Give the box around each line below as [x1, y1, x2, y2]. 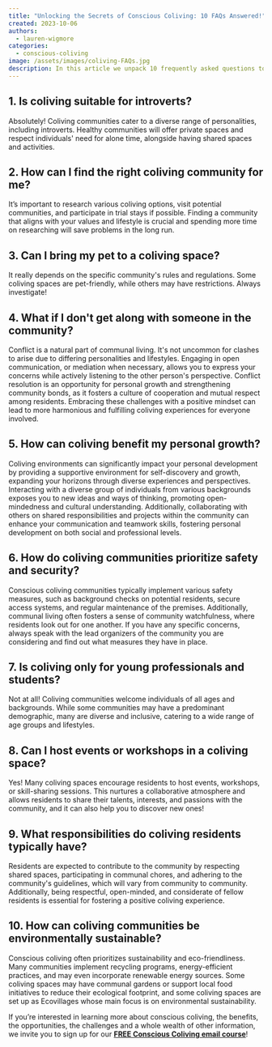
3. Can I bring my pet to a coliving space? [8, 249, 220, 262]
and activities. [8, 142, 55, 151]
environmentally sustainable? [8, 932, 162, 946]
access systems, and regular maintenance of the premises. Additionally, [8, 602, 249, 612]
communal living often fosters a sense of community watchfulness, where [8, 611, 255, 620]
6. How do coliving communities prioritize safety [8, 551, 259, 565]
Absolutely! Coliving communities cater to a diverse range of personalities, [8, 116, 257, 126]
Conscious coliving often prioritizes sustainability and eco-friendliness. [8, 953, 245, 963]
